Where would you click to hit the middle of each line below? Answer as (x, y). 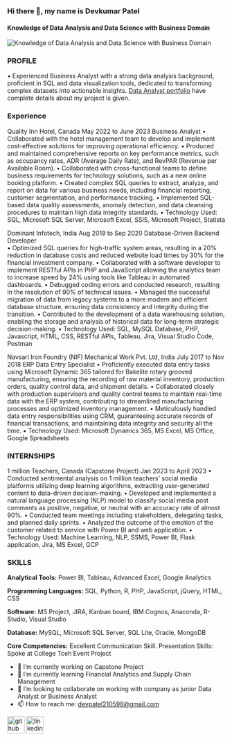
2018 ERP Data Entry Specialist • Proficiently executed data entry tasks (108, 364)
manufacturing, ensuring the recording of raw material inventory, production (116, 379)
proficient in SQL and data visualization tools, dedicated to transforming (110, 83)
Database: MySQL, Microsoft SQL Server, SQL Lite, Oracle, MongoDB (107, 633)
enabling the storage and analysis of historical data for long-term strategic (113, 321)
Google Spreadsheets (38, 438)
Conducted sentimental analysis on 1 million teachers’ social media (102, 478)
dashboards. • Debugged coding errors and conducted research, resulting (114, 284)
